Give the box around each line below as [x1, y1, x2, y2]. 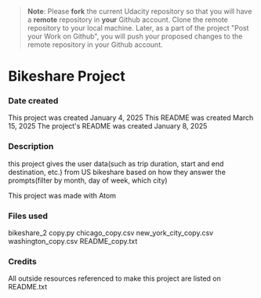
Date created [8, 96, 59, 107]
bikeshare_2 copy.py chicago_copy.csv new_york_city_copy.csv [8, 228, 214, 238]
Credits [8, 256, 37, 267]
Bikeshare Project [8, 67, 125, 85]
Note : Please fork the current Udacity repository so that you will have [27, 7, 252, 16]
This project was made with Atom [8, 191, 116, 200]
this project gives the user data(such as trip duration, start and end [8, 158, 224, 168]
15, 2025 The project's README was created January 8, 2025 [8, 122, 208, 131]
